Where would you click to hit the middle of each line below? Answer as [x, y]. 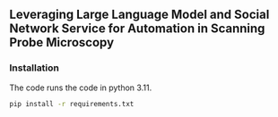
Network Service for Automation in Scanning [137, 29]
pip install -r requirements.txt [72, 104]
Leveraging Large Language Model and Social [139, 15]
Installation [35, 68]
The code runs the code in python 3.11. [81, 88]
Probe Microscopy [62, 42]
